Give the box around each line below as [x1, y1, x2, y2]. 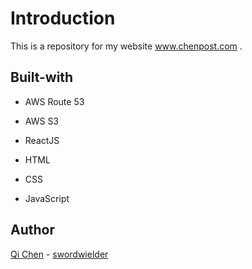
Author [10, 222, 55, 239]
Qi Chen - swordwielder [10, 248, 109, 260]
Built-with [10, 69, 74, 86]
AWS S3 [24, 115, 60, 127]
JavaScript [24, 192, 70, 204]
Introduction [10, 7, 116, 30]
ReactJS [24, 134, 60, 146]
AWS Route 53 [24, 95, 85, 107]
